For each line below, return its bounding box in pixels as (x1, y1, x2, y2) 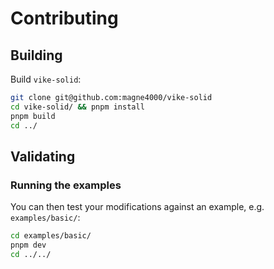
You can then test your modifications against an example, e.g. (10, 201, 265, 213)
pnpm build (10, 111, 56, 121)
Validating (10, 148, 76, 165)
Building (10, 47, 63, 64)
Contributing (10, 7, 119, 30)
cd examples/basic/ (10, 231, 92, 241)
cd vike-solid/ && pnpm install (10, 102, 145, 112)
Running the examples (10, 178, 122, 192)
